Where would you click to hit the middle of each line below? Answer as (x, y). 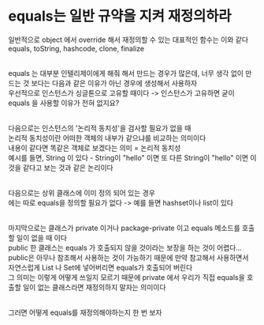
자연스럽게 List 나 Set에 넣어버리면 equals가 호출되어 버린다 (100, 267)
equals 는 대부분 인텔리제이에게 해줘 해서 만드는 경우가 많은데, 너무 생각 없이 (126, 73)
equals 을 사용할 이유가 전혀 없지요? (64, 103)
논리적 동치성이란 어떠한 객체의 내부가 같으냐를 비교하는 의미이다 (107, 138)
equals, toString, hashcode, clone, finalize (76, 48)
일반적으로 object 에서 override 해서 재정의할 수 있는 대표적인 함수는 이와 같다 (128, 40)
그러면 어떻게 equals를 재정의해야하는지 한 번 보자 (85, 312)
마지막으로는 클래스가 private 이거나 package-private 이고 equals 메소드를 (124, 228)
